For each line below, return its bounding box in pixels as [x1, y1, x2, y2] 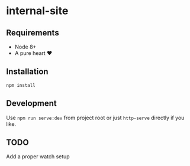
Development [6, 99, 57, 109]
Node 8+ [14, 43, 37, 50]
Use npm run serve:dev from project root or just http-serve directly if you [6, 114, 185, 121]
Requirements [6, 28, 59, 38]
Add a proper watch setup [6, 153, 70, 160]
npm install [6, 82, 36, 88]
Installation [6, 67, 49, 77]
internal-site [6, 4, 69, 18]
